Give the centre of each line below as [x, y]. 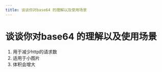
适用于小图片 [26, 58]
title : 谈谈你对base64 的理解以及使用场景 [46, 10]
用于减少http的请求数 [35, 52]
